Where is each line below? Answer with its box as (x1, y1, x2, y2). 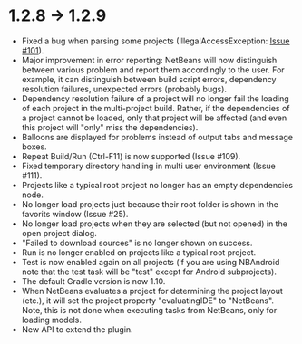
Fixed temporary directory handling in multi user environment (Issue (21, 160, 276, 171)
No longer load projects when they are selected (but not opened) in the (21, 218, 287, 229)
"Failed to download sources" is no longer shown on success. (21, 237, 253, 248)
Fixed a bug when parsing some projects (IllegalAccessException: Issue (21, 35, 290, 46)
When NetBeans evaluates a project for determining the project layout (21, 285, 283, 296)
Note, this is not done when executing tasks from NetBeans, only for (21, 304, 278, 315)
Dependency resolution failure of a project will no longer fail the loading (21, 92, 289, 104)
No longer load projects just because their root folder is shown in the (21, 198, 278, 209)
